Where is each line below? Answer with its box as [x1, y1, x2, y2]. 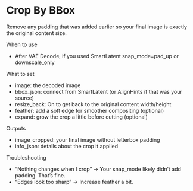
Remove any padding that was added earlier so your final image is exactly [6, 23, 188, 30]
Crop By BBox [6, 4, 76, 17]
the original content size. [6, 29, 67, 36]
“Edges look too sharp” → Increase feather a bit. [14, 178, 133, 185]
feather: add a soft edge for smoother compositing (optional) [14, 107, 164, 114]
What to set [6, 70, 35, 77]
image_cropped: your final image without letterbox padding [14, 136, 160, 143]
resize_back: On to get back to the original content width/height [14, 100, 172, 107]
